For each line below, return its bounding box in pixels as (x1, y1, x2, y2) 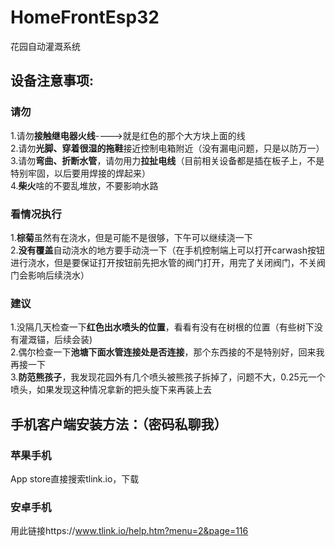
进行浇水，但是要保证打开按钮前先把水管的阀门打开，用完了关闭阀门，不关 (10, 256, 317, 268)
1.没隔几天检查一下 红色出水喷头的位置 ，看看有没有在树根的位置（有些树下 (10, 321, 315, 333)
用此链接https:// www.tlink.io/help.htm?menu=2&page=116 (10, 525, 249, 537)
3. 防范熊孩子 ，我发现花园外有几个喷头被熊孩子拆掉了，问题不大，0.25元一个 (10, 371, 326, 383)
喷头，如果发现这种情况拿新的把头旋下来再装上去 (10, 384, 212, 396)
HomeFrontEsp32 (10, 6, 160, 29)
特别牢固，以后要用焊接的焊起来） (10, 167, 151, 179)
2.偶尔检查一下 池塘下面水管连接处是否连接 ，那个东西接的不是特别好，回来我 (10, 346, 325, 358)
